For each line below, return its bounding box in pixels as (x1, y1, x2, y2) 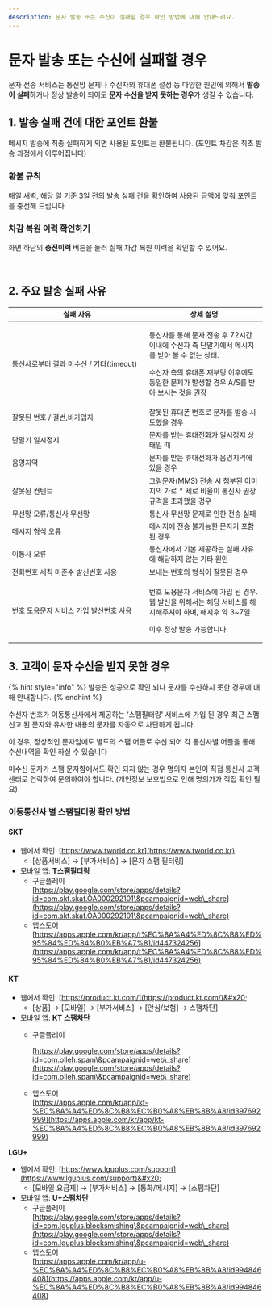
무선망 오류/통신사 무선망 (11, 509, 90, 518)
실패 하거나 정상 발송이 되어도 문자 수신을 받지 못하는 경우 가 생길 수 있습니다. (16, 90, 254, 99)
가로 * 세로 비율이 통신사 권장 (164, 485, 256, 496)
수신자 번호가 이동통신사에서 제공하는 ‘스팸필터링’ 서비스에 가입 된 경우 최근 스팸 (8, 710, 260, 719)
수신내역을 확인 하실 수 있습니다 (8, 747, 108, 757)
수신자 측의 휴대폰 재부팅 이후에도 (148, 367, 255, 377)
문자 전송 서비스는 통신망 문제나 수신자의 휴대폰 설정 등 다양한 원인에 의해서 (8, 79, 245, 89)
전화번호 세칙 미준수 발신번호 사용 (11, 567, 118, 576)
